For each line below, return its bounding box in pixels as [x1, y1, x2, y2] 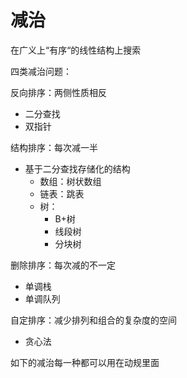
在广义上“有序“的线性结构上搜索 [10, 44, 142, 56]
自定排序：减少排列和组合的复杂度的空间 [10, 314, 177, 326]
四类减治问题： [10, 65, 72, 77]
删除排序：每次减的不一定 [10, 259, 116, 271]
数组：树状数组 [39, 175, 102, 187]
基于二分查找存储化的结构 [24, 162, 131, 175]
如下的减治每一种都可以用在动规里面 [10, 356, 160, 368]
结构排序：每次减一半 [10, 141, 98, 153]
